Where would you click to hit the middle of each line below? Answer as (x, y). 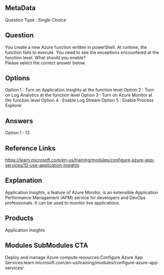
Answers (19, 121)
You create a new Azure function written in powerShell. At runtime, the (76, 47)
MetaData (20, 8)
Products (19, 218)
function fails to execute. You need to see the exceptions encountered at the (82, 52)
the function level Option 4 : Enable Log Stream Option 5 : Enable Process (79, 100)
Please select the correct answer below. (45, 63)
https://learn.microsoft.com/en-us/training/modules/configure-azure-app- (80, 160)
